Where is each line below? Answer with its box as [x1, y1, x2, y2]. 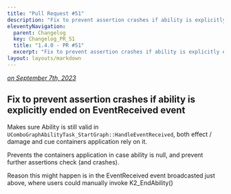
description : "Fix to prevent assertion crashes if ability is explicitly [7, 17, 226, 23]
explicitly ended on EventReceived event [7, 105, 186, 116]
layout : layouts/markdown [7, 55, 81, 62]
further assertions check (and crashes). [7, 158, 120, 166]
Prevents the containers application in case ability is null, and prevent [7, 151, 203, 159]
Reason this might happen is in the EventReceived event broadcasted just [7, 171, 215, 180]
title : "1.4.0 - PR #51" [13, 42, 85, 49]
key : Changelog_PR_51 [13, 36, 76, 43]
